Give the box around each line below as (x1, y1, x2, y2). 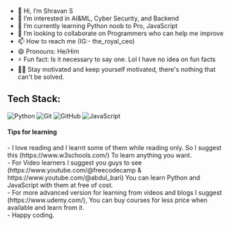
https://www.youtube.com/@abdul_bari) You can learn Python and (7, 173, 201, 182)
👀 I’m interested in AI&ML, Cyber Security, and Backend (17, 14, 180, 23)
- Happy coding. (7, 211, 55, 220)
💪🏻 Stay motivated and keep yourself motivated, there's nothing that (17, 65, 216, 73)
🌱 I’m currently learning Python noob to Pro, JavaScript (17, 22, 178, 30)
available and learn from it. (7, 203, 85, 212)
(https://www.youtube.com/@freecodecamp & (7, 166, 142, 175)
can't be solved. (17, 73, 65, 81)
